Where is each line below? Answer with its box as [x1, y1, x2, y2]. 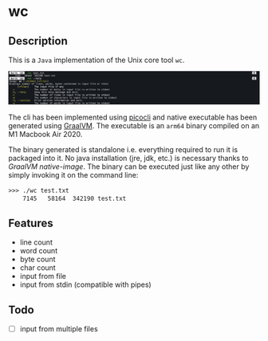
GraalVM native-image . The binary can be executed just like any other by [8, 162, 250, 171]
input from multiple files [19, 324, 98, 334]
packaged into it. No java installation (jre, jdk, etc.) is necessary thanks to [8, 154, 249, 163]
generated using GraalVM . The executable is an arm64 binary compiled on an [8, 121, 260, 131]
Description [8, 34, 68, 48]
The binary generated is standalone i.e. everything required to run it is [8, 145, 238, 155]
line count [19, 237, 53, 247]
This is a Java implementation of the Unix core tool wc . [8, 55, 185, 65]
